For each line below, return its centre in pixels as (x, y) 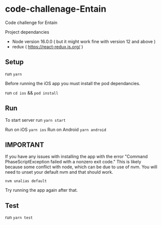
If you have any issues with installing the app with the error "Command (76, 157)
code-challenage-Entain (56, 9)
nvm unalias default (26, 181)
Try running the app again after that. (42, 190)
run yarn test (19, 217)
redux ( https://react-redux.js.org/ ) (47, 46)
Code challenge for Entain (31, 22)
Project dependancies (27, 32)
